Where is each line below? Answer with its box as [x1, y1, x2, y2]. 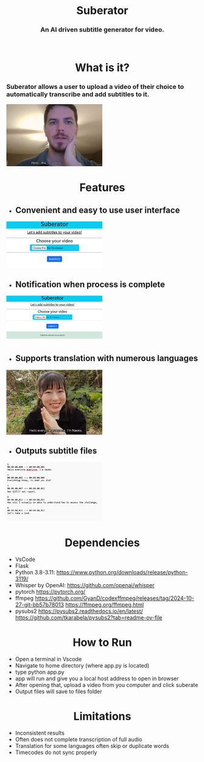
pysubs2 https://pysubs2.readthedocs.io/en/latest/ [15, 607, 143, 615]
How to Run [72, 635, 132, 649]
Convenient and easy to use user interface [15, 205, 180, 215]
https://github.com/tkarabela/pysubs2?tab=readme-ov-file [15, 614, 163, 621]
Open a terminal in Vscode [15, 655, 82, 663]
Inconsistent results [15, 729, 65, 737]
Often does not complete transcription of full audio [15, 736, 142, 743]
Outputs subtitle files [15, 445, 97, 456]
